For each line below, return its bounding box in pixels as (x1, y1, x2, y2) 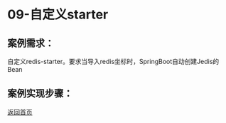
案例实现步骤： (7, 87, 73, 100)
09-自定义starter (7, 6, 109, 23)
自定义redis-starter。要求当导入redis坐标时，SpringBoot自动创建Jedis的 (7, 58, 220, 65)
